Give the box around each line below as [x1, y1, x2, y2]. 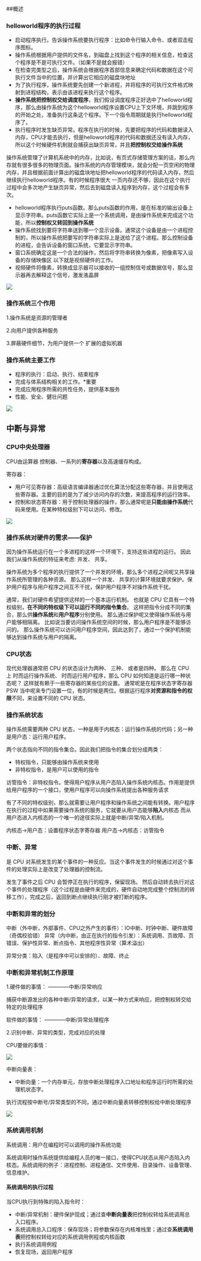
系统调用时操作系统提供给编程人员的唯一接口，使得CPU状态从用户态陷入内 [6, 1154, 190, 1161]
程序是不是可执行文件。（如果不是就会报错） [20, 59, 128, 66]
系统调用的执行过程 [6, 1184, 54, 1191]
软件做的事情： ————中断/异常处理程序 [6, 1016, 109, 1023]
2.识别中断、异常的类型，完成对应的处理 [6, 1029, 106, 1036]
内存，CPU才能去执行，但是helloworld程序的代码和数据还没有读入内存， [14, 134, 193, 141]
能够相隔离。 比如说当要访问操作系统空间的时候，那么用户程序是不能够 [11, 618, 186, 625]
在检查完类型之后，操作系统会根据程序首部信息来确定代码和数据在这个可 [14, 66, 193, 74]
